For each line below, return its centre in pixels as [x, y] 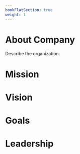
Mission [22, 74]
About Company [40, 40]
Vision [19, 97]
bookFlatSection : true [29, 10]
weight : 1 [16, 15]
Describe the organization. [33, 54]
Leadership [29, 144]
